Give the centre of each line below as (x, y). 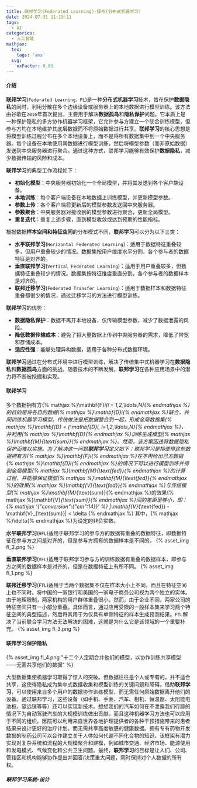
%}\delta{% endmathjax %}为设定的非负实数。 (62, 520)
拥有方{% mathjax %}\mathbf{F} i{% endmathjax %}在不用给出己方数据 (97, 456)
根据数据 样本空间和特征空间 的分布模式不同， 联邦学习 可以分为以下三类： (93, 231)
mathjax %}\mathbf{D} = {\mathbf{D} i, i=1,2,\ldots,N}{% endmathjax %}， (96, 427)
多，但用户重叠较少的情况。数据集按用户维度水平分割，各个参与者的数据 (101, 251)
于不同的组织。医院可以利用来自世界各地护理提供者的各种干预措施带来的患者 (98, 721)
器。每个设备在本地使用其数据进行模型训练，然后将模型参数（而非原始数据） (98, 143)
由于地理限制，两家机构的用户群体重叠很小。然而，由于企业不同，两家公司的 (98, 599)
